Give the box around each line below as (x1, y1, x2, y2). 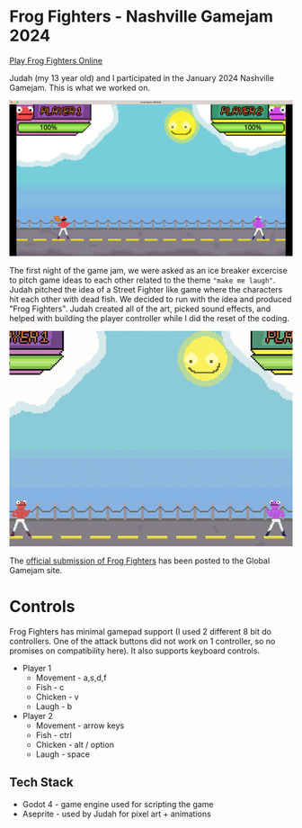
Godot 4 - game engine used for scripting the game (22, 798, 214, 809)
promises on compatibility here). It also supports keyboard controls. (9, 645, 261, 656)
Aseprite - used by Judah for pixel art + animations (22, 808, 211, 819)
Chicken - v (35, 691, 79, 703)
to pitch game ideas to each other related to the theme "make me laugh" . (9, 274, 276, 285)
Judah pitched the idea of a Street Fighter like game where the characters (9, 283, 283, 294)
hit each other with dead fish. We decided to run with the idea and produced (9, 293, 292, 304)
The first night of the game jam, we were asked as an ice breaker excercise (9, 265, 288, 275)
